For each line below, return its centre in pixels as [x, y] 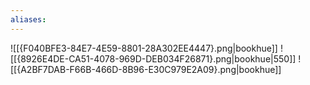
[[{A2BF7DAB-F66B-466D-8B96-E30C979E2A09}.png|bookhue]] [146, 69]
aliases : [28, 19]
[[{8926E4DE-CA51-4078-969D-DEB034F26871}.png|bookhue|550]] [153, 58]
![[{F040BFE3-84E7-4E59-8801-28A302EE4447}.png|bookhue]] [144, 48]
